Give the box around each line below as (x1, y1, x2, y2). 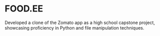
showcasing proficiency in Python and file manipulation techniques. (5, 24, 144, 30)
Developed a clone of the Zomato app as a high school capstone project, (5, 19, 155, 25)
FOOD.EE (5, 3, 43, 14)
